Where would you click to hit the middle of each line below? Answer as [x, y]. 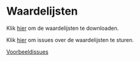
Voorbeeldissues [27, 52]
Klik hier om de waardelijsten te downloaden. [63, 28]
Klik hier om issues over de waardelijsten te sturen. [70, 40]
